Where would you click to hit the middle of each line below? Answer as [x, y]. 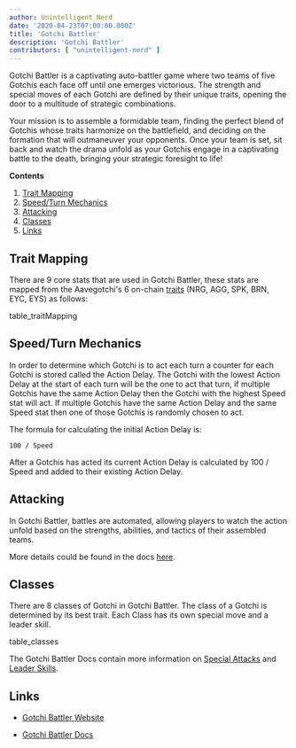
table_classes [34, 642]
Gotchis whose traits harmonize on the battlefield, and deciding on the [138, 130]
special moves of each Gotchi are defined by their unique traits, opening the [148, 95]
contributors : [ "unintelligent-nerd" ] [85, 51]
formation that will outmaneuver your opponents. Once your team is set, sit [146, 140]
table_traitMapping [43, 316]
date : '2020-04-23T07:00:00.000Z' [73, 26]
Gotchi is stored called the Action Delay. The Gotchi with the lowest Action [145, 374]
